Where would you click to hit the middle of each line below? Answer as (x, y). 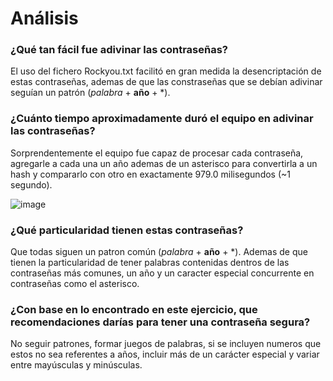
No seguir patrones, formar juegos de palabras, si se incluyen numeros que (166, 344)
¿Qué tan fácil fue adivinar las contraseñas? (119, 50)
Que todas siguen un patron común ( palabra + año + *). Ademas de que (159, 252)
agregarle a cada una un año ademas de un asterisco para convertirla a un (164, 163)
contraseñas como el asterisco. (75, 284)
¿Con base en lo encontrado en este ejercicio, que (134, 309)
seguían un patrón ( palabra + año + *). (90, 93)
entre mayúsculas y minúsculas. (76, 365)
